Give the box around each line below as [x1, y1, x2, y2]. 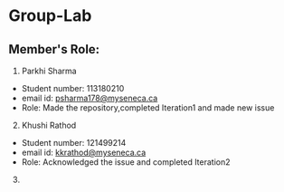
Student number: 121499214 [21, 138, 127, 148]
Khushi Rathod [21, 120, 77, 130]
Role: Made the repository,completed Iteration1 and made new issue [21, 102, 275, 113]
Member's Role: [8, 42, 100, 57]
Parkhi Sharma [21, 65, 78, 76]
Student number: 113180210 [21, 83, 125, 93]
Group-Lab [8, 5, 92, 26]
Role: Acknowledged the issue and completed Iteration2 [21, 157, 232, 168]
